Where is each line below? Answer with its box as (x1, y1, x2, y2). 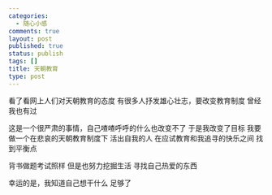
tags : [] (8, 58, 38, 66)
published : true (8, 42, 63, 50)
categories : (8, 11, 49, 20)
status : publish (8, 50, 63, 58)
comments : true (8, 27, 60, 35)
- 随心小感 (15, 19, 48, 28)
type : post (8, 72, 45, 80)
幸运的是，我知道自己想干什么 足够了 (8, 178, 132, 188)
